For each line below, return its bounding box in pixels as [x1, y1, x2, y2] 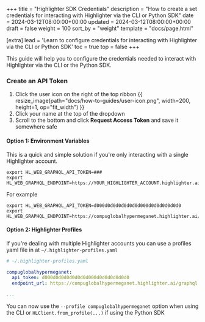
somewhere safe [15, 123, 57, 130]
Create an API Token [6, 77, 68, 85]
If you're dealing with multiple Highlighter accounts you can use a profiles [6, 239, 192, 247]
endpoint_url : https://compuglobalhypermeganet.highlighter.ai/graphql [12, 280, 198, 286]
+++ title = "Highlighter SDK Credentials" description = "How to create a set [6, 6, 197, 12]
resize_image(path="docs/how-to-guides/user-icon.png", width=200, [15, 97, 191, 105]
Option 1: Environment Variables [6, 137, 90, 144]
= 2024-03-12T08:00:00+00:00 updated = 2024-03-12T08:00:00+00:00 [6, 18, 191, 25]
